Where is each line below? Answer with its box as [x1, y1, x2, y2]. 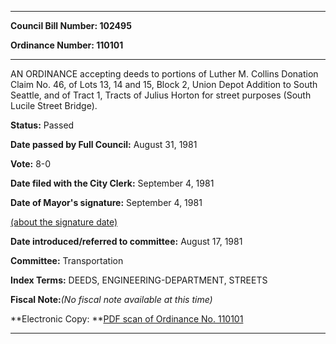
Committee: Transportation [10, 255, 124, 266]
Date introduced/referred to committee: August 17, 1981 [10, 236, 243, 247]
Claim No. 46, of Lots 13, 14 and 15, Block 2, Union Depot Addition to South [10, 79, 318, 90]
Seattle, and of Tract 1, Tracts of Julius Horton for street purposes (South [10, 89, 312, 101]
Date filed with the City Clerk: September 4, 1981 [10, 177, 215, 189]
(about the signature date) [10, 216, 118, 228]
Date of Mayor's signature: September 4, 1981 [10, 197, 203, 208]
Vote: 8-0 [10, 158, 52, 170]
